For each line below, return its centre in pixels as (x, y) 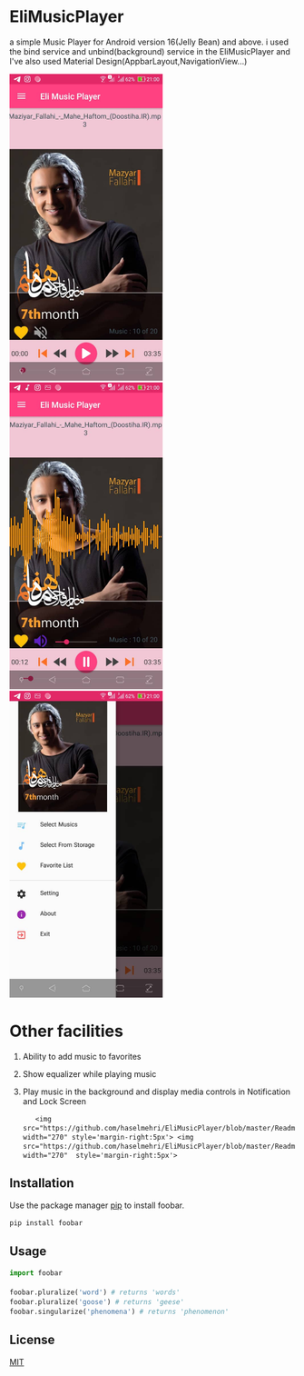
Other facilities (67, 1031)
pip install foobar (46, 1223)
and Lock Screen (54, 1101)
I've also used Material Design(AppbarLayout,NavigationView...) (128, 61)
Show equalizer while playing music (89, 1073)
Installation (42, 1183)
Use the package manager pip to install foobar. (97, 1205)
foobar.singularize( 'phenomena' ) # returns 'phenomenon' (119, 1311)
